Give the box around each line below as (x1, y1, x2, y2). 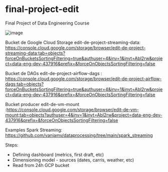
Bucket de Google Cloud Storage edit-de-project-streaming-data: (5, 39, 141, 45)
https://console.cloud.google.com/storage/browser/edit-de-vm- (7, 106, 139, 112)
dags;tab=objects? (5, 81, 44, 87)
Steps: (5, 141, 19, 148)
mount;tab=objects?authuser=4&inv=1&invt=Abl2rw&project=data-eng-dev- (5, 111, 162, 118)
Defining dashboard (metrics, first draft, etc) (12, 151, 104, 157)
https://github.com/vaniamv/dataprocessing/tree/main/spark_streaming (5, 132, 153, 138)
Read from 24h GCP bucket (12, 162, 70, 168)
